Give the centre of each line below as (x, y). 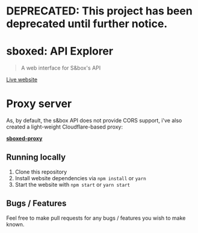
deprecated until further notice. (87, 24)
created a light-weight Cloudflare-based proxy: (65, 127)
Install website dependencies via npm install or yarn (80, 178)
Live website (22, 80)
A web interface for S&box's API (61, 68)
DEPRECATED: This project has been (99, 11)
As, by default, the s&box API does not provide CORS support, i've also (94, 121)
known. (15, 224)
